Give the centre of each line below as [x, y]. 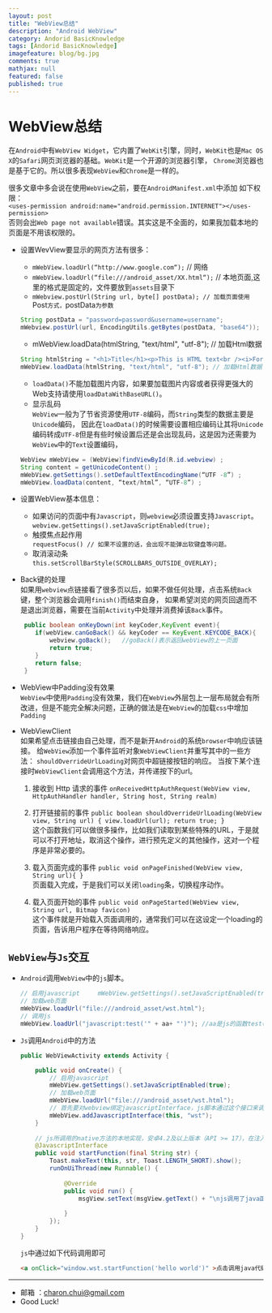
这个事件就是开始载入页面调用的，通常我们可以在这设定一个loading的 [147, 919]
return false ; [59, 663]
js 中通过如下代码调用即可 [63, 1253]
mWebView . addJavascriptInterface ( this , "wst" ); [131, 1115]
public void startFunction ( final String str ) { [117, 1153]
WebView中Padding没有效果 [67, 687]
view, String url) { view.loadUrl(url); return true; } [128, 820]
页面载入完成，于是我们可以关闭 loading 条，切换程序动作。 [130, 885]
